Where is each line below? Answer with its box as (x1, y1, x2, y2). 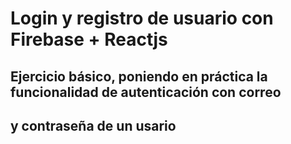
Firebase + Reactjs (10, 28, 168, 51)
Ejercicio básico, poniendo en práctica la (10, 68, 268, 85)
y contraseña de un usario (10, 117, 177, 134)
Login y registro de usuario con (10, 7, 274, 30)
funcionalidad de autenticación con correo (10, 83, 282, 101)
